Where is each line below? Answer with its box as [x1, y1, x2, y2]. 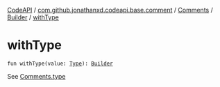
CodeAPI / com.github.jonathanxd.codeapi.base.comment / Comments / [7, 6, 213, 14]
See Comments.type [7, 72, 66, 80]
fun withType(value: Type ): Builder [7, 60, 113, 67]
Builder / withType [7, 13, 59, 21]
